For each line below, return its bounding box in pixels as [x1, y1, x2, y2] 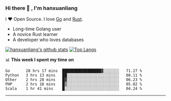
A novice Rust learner [12, 31, 59, 38]
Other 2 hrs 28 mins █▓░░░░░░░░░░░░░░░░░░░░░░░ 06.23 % [5, 77, 142, 83]
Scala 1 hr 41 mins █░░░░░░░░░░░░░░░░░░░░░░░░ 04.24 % [5, 86, 142, 91]
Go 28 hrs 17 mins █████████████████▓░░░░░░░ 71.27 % [5, 69, 142, 74]
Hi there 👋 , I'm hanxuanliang [5, 5, 78, 12]
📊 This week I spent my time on [5, 57, 74, 63]
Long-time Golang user [12, 26, 62, 32]
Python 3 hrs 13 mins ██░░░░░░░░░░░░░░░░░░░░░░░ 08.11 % [5, 73, 142, 78]
